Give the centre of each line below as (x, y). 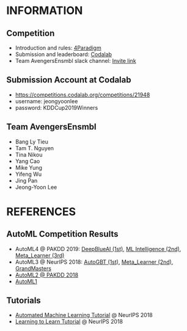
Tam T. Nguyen (34, 148)
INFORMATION (45, 11)
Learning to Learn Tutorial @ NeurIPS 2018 (69, 322)
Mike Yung (29, 167)
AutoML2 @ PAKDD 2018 (46, 275)
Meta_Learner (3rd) (40, 255)
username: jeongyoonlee (46, 101)
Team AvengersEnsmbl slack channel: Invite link (75, 61)
